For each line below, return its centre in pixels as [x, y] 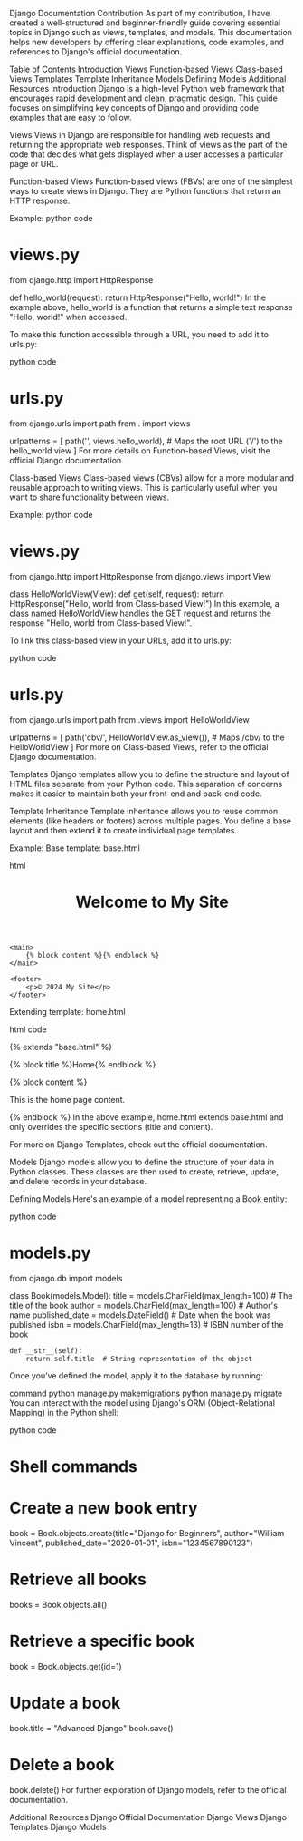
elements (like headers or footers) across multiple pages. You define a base [151, 821]
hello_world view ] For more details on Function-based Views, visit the [140, 450]
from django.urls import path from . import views [100, 423]
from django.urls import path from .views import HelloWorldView [130, 719]
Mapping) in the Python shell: [64, 1412]
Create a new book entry [104, 1508]
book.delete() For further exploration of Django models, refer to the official [148, 1789]
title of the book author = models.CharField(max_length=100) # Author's [144, 1305]
